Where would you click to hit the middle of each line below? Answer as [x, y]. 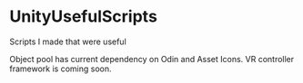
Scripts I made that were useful [68, 41]
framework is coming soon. [61, 69]
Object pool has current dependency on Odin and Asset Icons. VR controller [152, 59]
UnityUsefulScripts [83, 17]
